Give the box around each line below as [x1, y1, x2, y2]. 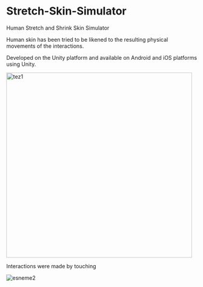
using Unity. [6, 60, 36, 68]
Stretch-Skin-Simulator [6, 4, 127, 18]
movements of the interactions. [6, 42, 84, 50]
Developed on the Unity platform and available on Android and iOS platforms [6, 54, 198, 61]
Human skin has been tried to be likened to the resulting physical [6, 36, 168, 43]
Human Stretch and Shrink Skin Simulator [6, 24, 110, 31]
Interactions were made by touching [6, 262, 96, 269]
